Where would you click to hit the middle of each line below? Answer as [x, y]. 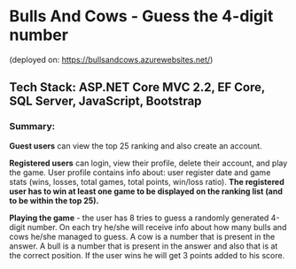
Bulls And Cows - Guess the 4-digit [141, 16]
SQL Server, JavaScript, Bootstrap [105, 101]
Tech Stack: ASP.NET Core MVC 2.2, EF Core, [137, 87]
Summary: [32, 127]
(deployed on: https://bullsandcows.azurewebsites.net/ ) [111, 59]
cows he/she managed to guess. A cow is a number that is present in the [142, 236]
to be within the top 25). [54, 200]
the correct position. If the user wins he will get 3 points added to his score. [147, 255]
